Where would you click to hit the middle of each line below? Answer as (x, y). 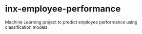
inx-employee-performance (63, 9)
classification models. (27, 27)
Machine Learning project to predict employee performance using (71, 22)
